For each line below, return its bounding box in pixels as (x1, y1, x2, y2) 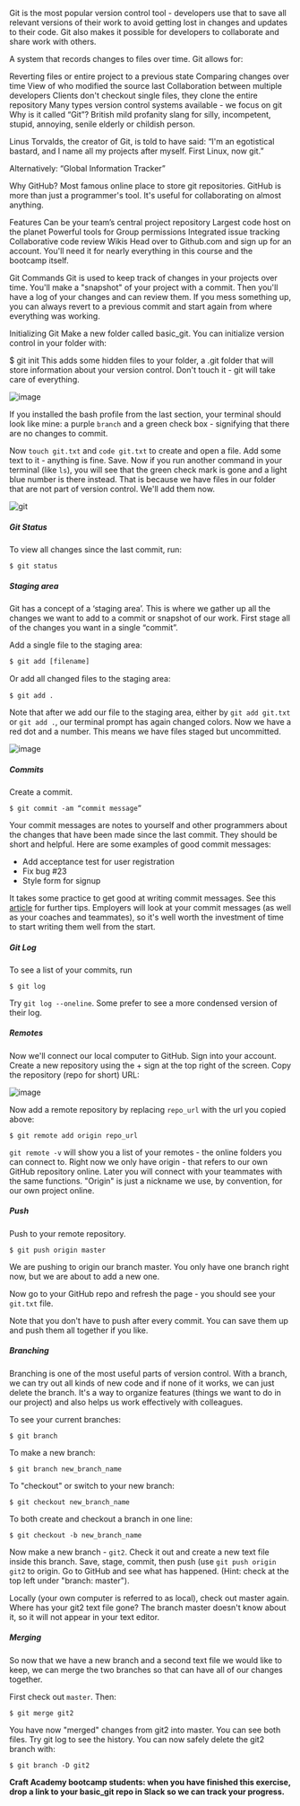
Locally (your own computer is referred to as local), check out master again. (9, 1592, 289, 1603)
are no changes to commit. (9, 428, 108, 438)
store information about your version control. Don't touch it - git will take (9, 365, 276, 375)
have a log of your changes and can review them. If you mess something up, (9, 292, 292, 302)
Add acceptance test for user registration (21, 856, 175, 867)
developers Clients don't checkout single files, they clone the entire (9, 90, 258, 101)
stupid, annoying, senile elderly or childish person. (9, 119, 195, 129)
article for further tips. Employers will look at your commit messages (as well (9, 902, 292, 912)
